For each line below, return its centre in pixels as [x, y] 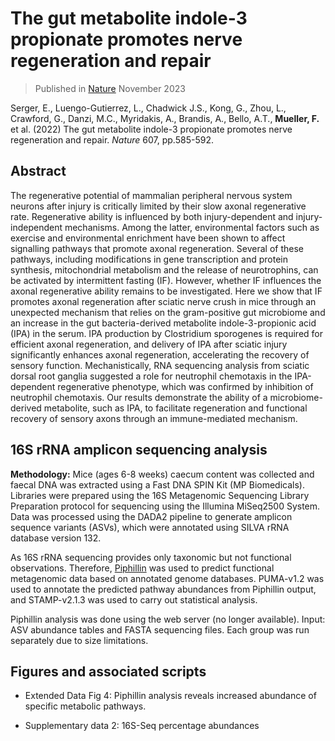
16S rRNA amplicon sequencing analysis [139, 450]
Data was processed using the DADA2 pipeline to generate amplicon [151, 516]
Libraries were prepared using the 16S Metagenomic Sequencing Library [160, 495]
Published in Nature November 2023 [110, 88]
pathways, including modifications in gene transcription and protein [149, 259]
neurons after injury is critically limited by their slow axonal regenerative [158, 206]
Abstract [38, 171]
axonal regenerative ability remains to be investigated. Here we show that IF [166, 291]
